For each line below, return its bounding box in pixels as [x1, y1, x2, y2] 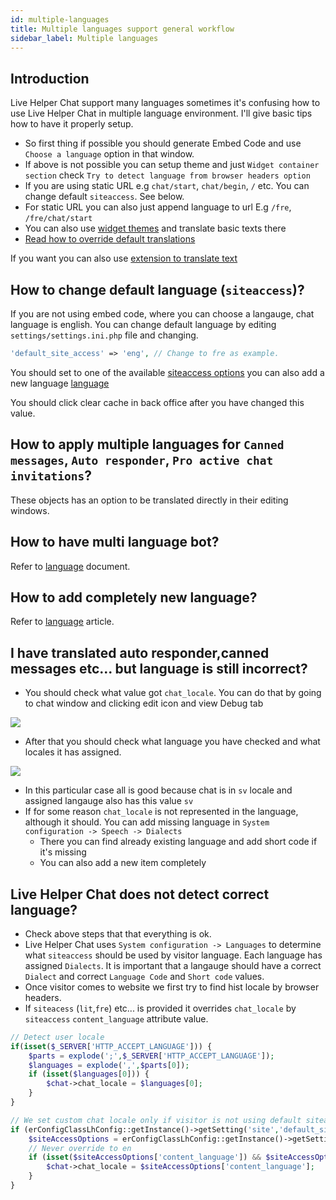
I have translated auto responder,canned [10, 644, 270, 661]
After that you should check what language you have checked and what [24, 736, 321, 748]
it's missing [39, 846, 87, 858]
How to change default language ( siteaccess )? [10, 281, 305, 298]
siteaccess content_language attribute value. [24, 1012, 209, 1025]
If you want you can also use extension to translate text [10, 252, 238, 265]
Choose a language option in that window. [24, 148, 195, 160]
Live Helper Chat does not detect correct [10, 886, 270, 903]
